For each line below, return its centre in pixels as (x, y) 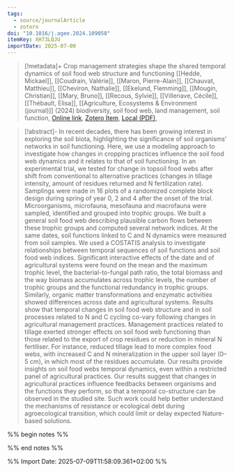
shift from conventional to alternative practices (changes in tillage (118, 176)
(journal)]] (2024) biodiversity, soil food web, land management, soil (122, 110)
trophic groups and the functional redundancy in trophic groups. (116, 287)
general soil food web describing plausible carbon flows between (118, 220)
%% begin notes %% (38, 434)
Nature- (213, 413)
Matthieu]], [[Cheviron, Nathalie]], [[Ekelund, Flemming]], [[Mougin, (121, 88)
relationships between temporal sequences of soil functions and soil (122, 250)
